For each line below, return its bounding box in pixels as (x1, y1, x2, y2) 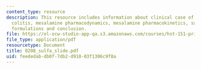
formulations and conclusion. (11, 25, 87, 32)
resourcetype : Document (6, 43, 66, 49)
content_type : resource (6, 8, 66, 15)
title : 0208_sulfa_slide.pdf (6, 48, 79, 54)
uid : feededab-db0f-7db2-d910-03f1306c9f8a (6, 53, 117, 59)
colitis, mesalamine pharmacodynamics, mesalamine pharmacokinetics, (11, 20, 188, 26)
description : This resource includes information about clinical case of (6, 14, 194, 20)
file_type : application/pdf (6, 37, 77, 43)
